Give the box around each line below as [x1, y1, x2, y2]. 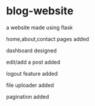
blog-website [6, 4, 74, 18]
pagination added [6, 93, 49, 100]
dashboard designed [6, 46, 57, 54]
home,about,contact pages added [6, 35, 89, 42]
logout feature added [6, 70, 58, 77]
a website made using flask [6, 24, 73, 31]
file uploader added [6, 82, 55, 89]
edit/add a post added [6, 58, 61, 66]
